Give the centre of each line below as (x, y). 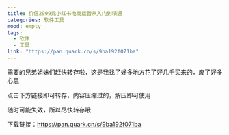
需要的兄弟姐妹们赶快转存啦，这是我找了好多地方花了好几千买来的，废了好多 (115, 72)
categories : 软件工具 (36, 20)
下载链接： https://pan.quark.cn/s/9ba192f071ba (74, 124)
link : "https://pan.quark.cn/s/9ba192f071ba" (73, 52)
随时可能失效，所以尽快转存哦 (49, 110)
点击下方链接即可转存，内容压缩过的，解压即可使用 (79, 95)
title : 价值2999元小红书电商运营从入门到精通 (65, 13)
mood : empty (24, 26)
